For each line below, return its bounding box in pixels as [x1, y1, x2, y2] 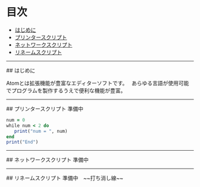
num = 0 [6, 117, 26, 123]
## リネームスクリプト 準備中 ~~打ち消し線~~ [6, 174, 124, 182]
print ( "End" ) [6, 139, 39, 145]
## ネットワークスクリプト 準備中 [6, 156, 89, 164]
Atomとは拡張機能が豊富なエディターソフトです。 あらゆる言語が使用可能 [6, 79, 189, 86]
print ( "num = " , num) [14, 128, 68, 134]
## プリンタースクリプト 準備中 [6, 105, 83, 112]
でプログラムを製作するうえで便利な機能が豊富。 [6, 87, 126, 94]
